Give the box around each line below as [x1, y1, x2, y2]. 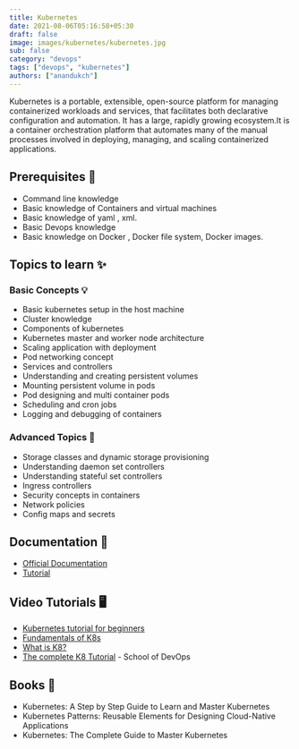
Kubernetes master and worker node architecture [21, 333, 204, 344]
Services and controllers [21, 362, 114, 372]
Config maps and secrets [21, 508, 116, 519]
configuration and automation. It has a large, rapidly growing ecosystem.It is [9, 115, 290, 125]
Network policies [21, 498, 85, 510]
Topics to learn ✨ [9, 257, 107, 272]
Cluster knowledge [21, 314, 92, 325]
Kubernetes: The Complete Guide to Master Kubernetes [21, 729, 228, 740]
